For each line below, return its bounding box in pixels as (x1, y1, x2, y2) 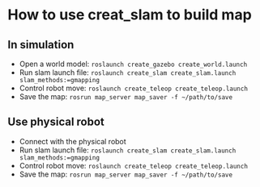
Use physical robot (7, 115, 104, 129)
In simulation (7, 38, 75, 52)
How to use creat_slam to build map (7, 6, 252, 24)
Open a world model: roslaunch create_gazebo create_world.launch (19, 59, 248, 69)
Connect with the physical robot (19, 136, 126, 146)
